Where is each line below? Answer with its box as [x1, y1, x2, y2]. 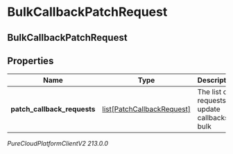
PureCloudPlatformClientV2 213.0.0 [7, 139, 109, 148]
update [197, 104, 221, 114]
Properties [7, 55, 54, 66]
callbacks [197, 113, 229, 123]
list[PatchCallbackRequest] [102, 104, 191, 114]
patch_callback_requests [10, 104, 96, 114]
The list [197, 87, 222, 97]
